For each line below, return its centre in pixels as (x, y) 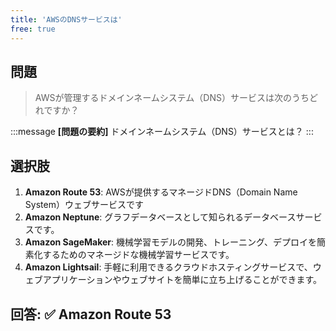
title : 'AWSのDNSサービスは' (66, 19)
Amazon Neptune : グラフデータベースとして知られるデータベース (160, 217)
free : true (33, 29)
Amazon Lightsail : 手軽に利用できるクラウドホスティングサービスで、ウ (173, 267)
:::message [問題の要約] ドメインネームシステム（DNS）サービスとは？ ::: (162, 132)
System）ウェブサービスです (84, 205)
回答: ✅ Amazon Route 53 (91, 314)
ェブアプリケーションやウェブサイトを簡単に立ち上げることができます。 (173, 280)
